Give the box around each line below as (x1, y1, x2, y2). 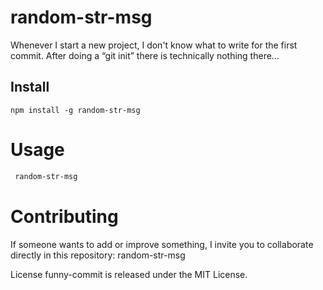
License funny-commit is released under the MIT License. (10, 268, 248, 280)
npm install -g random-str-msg (10, 105, 141, 115)
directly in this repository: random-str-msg (10, 249, 186, 261)
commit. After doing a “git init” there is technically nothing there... (10, 49, 280, 61)
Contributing (10, 205, 119, 228)
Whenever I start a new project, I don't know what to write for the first (10, 39, 298, 51)
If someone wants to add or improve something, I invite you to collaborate (10, 238, 314, 250)
